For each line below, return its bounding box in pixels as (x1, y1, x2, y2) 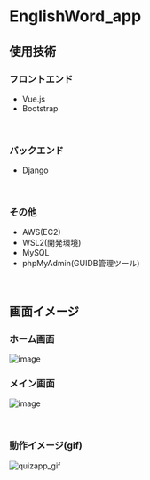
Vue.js (21, 94, 46, 104)
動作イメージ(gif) (9, 439, 83, 452)
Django (21, 165, 49, 175)
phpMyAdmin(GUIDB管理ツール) (21, 258, 140, 269)
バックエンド (9, 144, 65, 157)
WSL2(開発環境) (21, 238, 82, 248)
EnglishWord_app (9, 6, 142, 27)
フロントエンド (9, 73, 74, 85)
